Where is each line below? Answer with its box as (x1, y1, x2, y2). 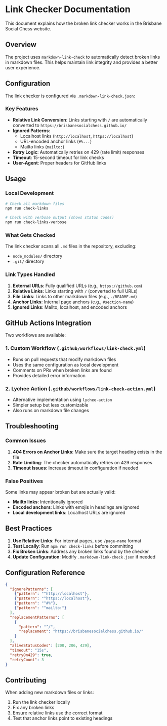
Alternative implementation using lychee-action (12, 396, 112, 403)
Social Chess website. (5, 25, 52, 31)
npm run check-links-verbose (5, 220, 67, 225)
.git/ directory (12, 258, 45, 264)
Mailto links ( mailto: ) (20, 143, 65, 150)
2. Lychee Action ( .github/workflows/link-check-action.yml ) (5, 385, 156, 392)
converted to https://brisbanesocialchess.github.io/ (12, 122, 127, 128)
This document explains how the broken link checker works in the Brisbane (5, 20, 162, 26)
